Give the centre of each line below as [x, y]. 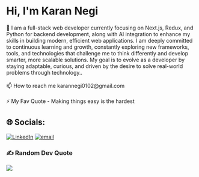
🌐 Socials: [26, 123]
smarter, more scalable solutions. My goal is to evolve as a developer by [96, 60]
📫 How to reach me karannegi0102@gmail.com [66, 85]
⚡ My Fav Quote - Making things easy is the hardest [70, 101]
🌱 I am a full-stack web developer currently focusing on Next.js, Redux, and [100, 28]
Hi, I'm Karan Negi [52, 11]
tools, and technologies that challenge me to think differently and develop [97, 53]
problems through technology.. [44, 72]
